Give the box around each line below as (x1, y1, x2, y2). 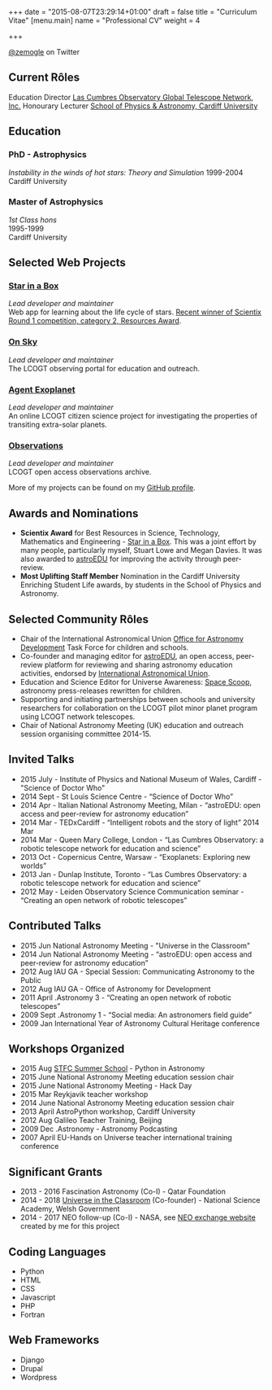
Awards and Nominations (8, 506, 139, 520)
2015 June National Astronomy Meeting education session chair (19, 1072, 235, 1082)
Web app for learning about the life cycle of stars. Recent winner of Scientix (8, 307, 262, 317)
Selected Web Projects (8, 256, 126, 270)
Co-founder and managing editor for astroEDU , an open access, (19, 651, 235, 660)
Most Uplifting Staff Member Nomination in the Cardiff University (19, 572, 240, 581)
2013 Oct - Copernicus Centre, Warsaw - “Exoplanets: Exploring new (19, 852, 251, 862)
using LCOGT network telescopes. (19, 712, 136, 721)
